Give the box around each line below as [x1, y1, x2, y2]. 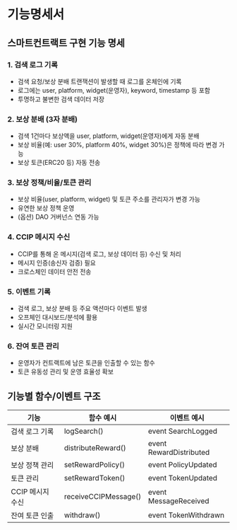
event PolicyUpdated [147, 460, 217, 470]
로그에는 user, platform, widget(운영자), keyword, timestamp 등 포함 [17, 86, 210, 94]
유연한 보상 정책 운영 [17, 204, 75, 212]
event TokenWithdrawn [147, 510, 225, 520]
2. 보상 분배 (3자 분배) [7, 114, 78, 124]
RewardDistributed [147, 447, 210, 457]
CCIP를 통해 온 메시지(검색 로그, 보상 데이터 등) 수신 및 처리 [17, 249, 181, 258]
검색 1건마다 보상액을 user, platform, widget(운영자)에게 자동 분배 [17, 132, 200, 140]
